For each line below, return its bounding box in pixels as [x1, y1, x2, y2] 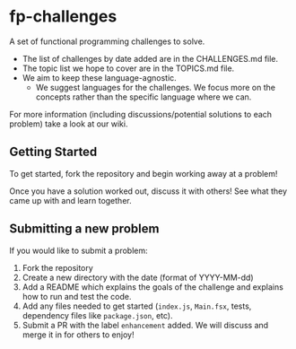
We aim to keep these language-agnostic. [22, 72, 177, 83]
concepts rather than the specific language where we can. [35, 92, 252, 102]
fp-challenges [9, 6, 118, 27]
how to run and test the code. [22, 291, 132, 301]
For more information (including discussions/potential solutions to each [9, 109, 272, 119]
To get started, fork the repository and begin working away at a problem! [9, 168, 278, 179]
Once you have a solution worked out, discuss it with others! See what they [9, 186, 287, 196]
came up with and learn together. [9, 195, 132, 205]
